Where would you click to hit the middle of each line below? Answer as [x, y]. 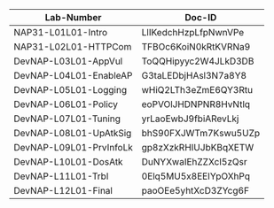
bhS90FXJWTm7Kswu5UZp [200, 133]
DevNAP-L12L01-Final [63, 191]
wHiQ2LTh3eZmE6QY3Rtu [197, 90]
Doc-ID [201, 17]
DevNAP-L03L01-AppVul [68, 61]
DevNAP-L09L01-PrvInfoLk [73, 147]
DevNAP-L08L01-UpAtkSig [73, 133]
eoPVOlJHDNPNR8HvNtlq [196, 104]
